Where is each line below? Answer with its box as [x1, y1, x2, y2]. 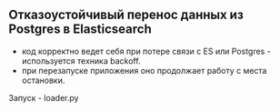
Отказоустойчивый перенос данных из [8, 7, 245, 23]
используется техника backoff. [21, 55, 142, 66]
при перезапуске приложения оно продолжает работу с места [21, 65, 267, 76]
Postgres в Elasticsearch [8, 22, 152, 37]
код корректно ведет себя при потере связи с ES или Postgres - [21, 46, 272, 56]
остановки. [21, 75, 65, 86]
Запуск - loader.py [8, 92, 79, 103]
